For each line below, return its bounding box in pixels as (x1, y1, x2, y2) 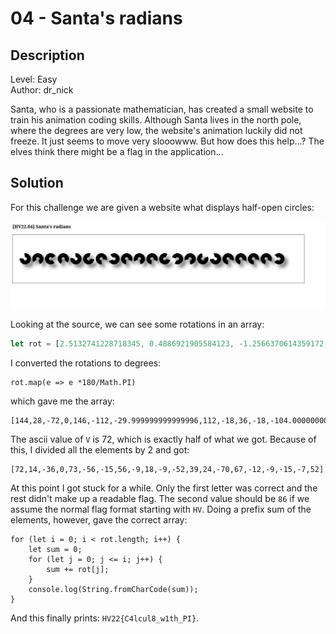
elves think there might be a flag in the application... (10, 146, 224, 157)
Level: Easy (10, 73, 58, 85)
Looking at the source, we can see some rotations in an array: (10, 318, 265, 331)
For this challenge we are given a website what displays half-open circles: (10, 201, 315, 213)
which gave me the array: (10, 395, 115, 407)
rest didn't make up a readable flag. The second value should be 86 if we (10, 492, 310, 504)
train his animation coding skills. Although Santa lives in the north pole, (10, 114, 302, 126)
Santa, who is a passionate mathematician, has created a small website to (10, 103, 314, 115)
